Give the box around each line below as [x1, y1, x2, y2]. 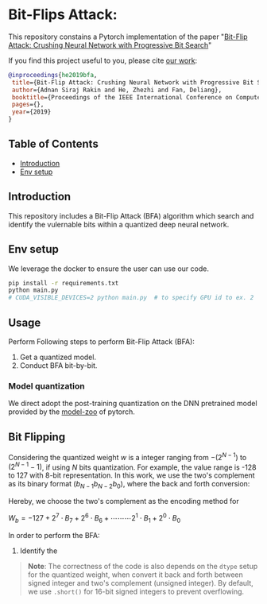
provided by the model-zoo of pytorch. [8, 407, 135, 416]
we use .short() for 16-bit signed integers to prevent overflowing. [27, 587, 245, 596]
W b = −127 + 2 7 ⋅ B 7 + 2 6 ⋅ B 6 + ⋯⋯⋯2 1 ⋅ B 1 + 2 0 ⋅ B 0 [8, 512, 181, 525]
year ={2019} [11, 108, 52, 116]
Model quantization [8, 380, 85, 391]
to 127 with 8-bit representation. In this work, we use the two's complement [8, 470, 256, 480]
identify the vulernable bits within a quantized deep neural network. [8, 219, 230, 229]
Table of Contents [8, 137, 99, 151]
